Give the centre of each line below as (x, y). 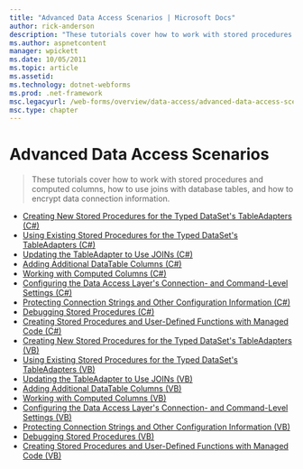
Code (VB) (42, 455)
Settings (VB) (47, 418)
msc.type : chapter (44, 110)
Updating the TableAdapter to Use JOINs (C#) (108, 254)
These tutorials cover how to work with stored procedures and (147, 179)
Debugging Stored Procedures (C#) (88, 312)
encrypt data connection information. (101, 198)
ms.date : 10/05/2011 (48, 60)
